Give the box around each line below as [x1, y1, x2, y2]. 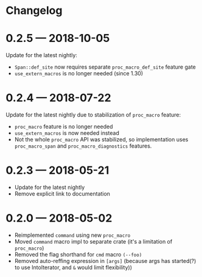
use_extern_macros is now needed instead [14, 129, 120, 137]
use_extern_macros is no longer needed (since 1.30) [14, 70, 144, 77]
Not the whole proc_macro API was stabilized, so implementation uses [14, 136, 189, 143]
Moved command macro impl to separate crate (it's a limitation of [14, 238, 173, 245]
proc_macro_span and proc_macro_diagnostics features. [14, 142, 152, 149]
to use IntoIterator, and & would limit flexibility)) [14, 264, 132, 271]
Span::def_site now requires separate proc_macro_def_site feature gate [14, 63, 196, 70]
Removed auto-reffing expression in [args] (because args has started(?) [14, 257, 197, 264]
